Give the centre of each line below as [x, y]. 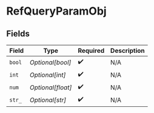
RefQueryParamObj [57, 11]
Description [128, 51]
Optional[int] [48, 75]
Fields [18, 34]
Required [91, 51]
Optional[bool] [50, 62]
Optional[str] [48, 100]
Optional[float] [51, 87]
